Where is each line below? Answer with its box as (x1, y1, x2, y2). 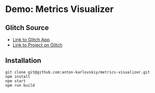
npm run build (5, 82, 35, 88)
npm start (5, 78, 26, 83)
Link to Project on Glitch (12, 42, 63, 48)
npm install (5, 74, 30, 79)
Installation (5, 56, 41, 65)
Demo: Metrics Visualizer (5, 3, 114, 15)
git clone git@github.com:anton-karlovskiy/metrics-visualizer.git (5, 69, 150, 74)
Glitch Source (5, 23, 49, 32)
